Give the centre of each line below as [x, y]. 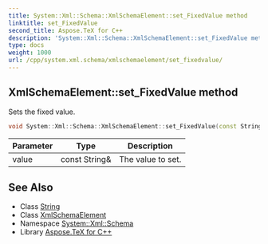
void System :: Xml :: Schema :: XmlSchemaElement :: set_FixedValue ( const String [135, 126]
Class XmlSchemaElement [63, 215]
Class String [40, 207]
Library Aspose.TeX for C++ [66, 232]
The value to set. [150, 159]
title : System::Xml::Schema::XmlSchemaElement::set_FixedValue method [128, 16]
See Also [31, 187]
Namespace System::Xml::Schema [77, 223]
